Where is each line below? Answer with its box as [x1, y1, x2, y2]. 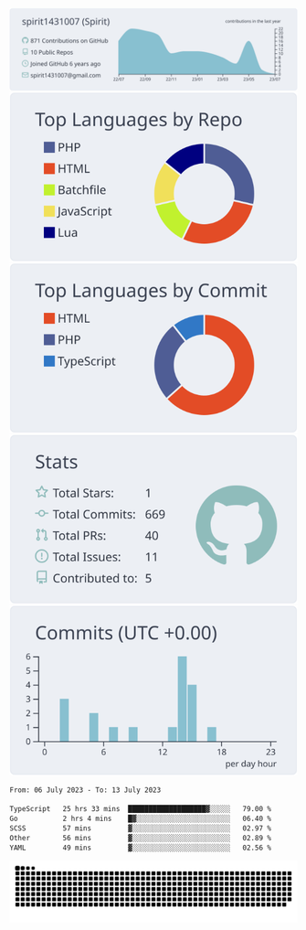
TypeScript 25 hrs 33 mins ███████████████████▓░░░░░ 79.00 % [9, 805, 272, 814]
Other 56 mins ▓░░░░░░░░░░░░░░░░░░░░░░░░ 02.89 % [9, 833, 272, 842]
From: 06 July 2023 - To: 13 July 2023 [9, 786, 162, 795]
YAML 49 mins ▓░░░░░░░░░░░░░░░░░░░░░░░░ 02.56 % [9, 843, 272, 852]
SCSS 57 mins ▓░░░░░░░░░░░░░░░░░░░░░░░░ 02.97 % [9, 824, 272, 833]
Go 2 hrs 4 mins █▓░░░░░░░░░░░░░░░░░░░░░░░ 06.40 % [9, 814, 272, 824]
